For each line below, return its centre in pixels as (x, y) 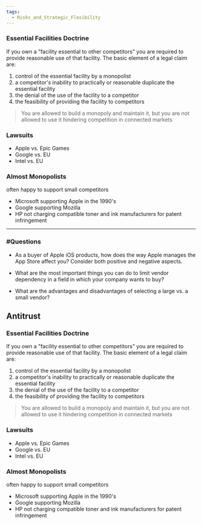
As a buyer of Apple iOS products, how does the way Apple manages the (105, 255)
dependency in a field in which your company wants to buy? (89, 279)
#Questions (24, 242)
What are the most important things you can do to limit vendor (92, 273)
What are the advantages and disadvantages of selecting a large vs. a (101, 291)
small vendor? (32, 297)
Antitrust (23, 316)
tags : (13, 12)
